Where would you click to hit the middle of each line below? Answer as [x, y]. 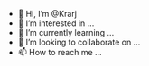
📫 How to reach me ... [60, 52]
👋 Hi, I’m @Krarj [47, 14]
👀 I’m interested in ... [56, 23]
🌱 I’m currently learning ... [66, 33]
